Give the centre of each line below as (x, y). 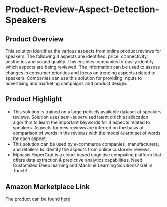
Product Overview (34, 39)
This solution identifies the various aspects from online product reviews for (83, 51)
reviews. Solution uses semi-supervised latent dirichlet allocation (80, 117)
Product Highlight (34, 99)
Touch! (20, 170)
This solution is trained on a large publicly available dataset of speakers (87, 111)
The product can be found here (38, 199)
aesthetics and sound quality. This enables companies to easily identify (80, 62)
